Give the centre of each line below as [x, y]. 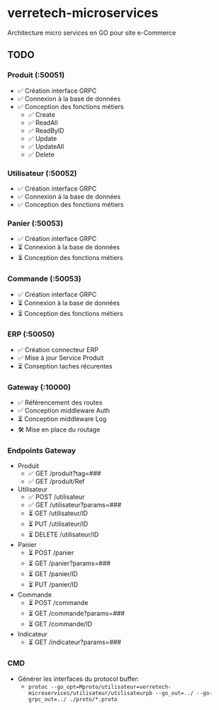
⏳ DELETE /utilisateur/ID [63, 535]
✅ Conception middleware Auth [64, 411]
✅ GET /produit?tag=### [64, 473]
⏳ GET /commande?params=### [77, 614]
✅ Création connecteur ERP [58, 349]
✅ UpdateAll [46, 146]
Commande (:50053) [44, 279]
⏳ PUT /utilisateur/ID [58, 524]
